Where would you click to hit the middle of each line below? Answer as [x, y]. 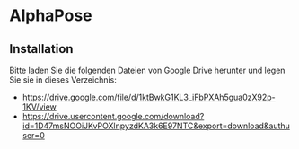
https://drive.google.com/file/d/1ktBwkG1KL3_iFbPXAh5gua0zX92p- [149, 97]
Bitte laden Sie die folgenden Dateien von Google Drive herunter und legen [147, 70]
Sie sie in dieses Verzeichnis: [63, 80]
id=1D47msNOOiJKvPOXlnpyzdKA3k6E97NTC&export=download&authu [156, 126]
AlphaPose [51, 16]
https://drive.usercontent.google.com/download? [113, 116]
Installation [41, 49]
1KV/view [39, 107]
